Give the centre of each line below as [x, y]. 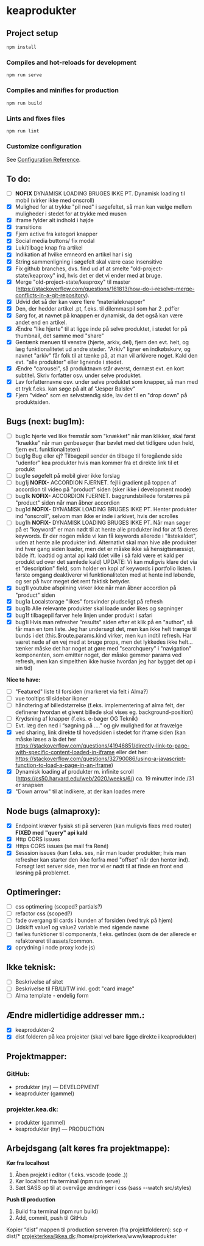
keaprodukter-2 [35, 1030]
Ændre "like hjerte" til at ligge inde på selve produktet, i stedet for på [101, 329]
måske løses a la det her [46, 740]
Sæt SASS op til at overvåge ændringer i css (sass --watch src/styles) [103, 1188]
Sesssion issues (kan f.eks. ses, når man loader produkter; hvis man [100, 853]
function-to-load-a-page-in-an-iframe [63, 765]
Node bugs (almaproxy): [53, 811]
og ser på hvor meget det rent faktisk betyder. [73, 582]
